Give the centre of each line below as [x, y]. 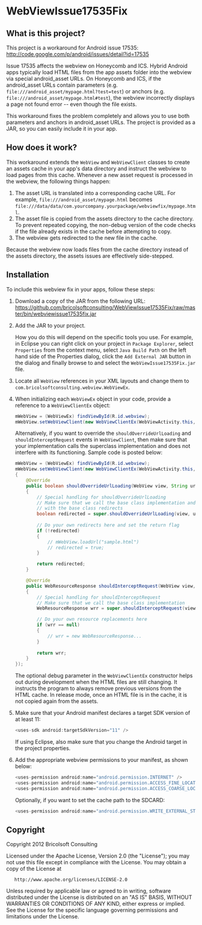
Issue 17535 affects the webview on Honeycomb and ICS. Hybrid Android [97, 66]
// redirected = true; [76, 547]
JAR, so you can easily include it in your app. [62, 129]
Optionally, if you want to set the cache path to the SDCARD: [90, 800]
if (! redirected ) [58, 531]
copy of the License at [34, 869]
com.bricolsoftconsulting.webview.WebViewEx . [72, 387]
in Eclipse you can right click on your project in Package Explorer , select [104, 343]
